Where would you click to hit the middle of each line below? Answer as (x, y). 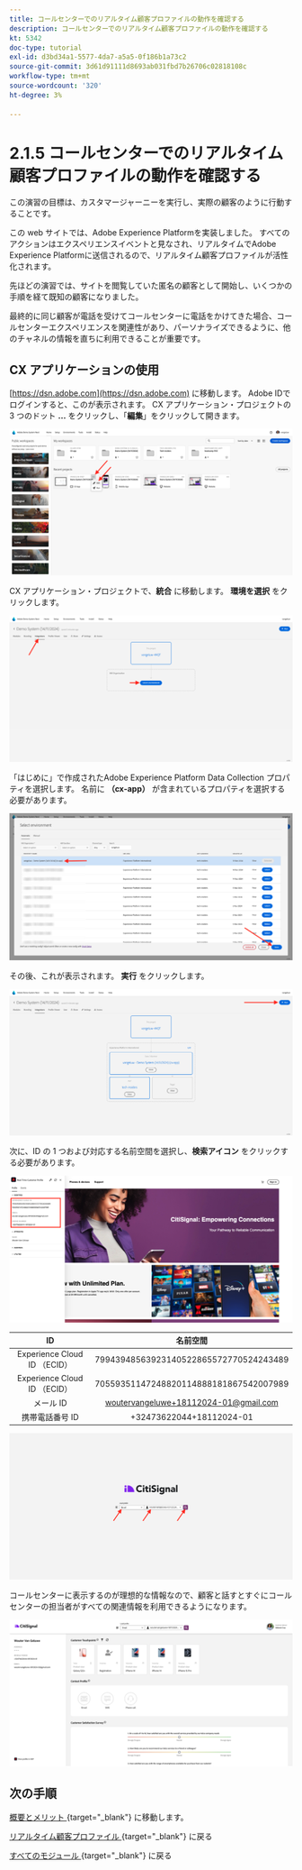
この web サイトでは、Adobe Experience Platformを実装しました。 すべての (150, 233)
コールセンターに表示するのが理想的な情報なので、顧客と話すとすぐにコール (151, 1595)
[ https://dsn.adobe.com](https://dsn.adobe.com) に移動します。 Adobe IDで (150, 393)
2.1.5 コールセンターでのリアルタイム (147, 153)
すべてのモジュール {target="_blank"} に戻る (91, 1855)
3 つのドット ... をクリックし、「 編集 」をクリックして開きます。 (127, 416)
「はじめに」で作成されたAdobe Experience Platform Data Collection (137, 778)
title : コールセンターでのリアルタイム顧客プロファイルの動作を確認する (127, 19)
